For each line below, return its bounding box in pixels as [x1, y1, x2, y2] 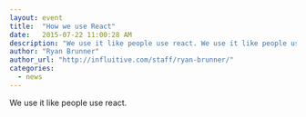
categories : [9, 64, 55, 73]
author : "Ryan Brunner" [9, 47, 100, 56]
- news [17, 73, 43, 82]
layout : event [9, 13, 64, 23]
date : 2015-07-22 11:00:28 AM [9, 30, 132, 39]
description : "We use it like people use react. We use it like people [9, 38, 287, 48]
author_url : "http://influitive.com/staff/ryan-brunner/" [9, 55, 234, 64]
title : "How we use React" [9, 22, 117, 31]
